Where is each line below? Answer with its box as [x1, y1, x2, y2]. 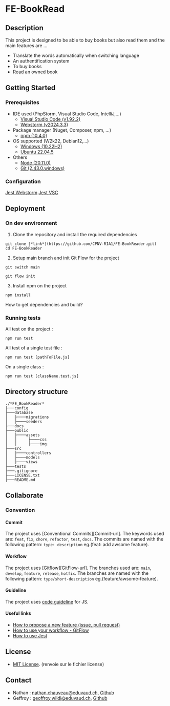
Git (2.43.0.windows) [20, 165, 65, 171]
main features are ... [5, 43, 48, 49]
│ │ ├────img [5, 441, 47, 446]
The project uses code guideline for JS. [5, 598, 89, 605]
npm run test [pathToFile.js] [5, 355, 70, 360]
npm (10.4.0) [20, 132, 48, 138]
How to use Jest [12, 632, 48, 638]
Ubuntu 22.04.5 [20, 149, 54, 155]
